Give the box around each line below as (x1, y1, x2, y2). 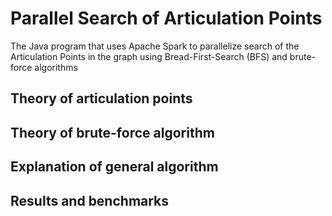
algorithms (34, 61, 78, 73)
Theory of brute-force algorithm (10, 124, 215, 141)
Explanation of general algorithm (10, 158, 219, 176)
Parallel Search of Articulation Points (10, 7, 323, 30)
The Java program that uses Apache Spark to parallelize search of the (10, 40, 300, 52)
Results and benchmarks (10, 192, 170, 209)
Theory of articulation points (10, 90, 193, 107)
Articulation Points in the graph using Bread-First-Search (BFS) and (10, 50, 288, 62)
